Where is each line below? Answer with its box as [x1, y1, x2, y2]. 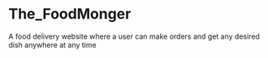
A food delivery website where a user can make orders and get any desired [8, 31, 260, 41]
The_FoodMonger [8, 5, 132, 23]
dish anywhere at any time [8, 39, 97, 49]
